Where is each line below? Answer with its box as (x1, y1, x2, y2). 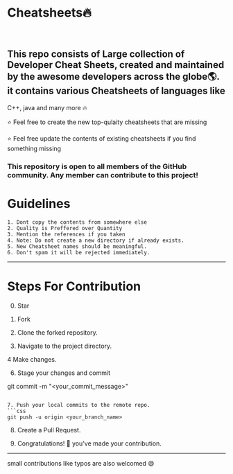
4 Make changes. (7, 355, 57, 363)
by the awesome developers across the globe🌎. (7, 71, 220, 82)
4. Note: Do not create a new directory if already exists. (7, 237, 185, 244)
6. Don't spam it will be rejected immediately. (7, 249, 150, 256)
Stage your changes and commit (17, 369, 111, 377)
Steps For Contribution (7, 279, 141, 294)
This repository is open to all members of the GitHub (7, 161, 187, 171)
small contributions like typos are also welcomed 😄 (7, 459, 155, 467)
